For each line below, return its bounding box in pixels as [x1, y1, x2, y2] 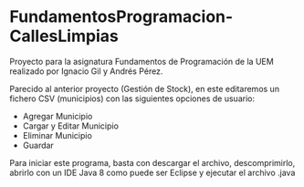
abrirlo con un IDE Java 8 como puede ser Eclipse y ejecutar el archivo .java [9, 167, 296, 178]
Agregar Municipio [22, 110, 93, 121]
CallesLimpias [9, 26, 119, 47]
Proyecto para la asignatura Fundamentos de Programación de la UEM [9, 56, 274, 67]
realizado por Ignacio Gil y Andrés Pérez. [9, 66, 163, 77]
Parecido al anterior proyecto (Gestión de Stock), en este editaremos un [9, 83, 280, 94]
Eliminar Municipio [22, 130, 93, 140]
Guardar [22, 140, 55, 151]
